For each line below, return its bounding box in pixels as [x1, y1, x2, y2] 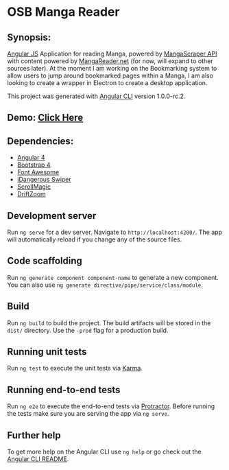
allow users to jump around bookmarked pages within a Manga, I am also [7, 71, 214, 80]
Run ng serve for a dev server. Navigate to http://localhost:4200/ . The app [7, 228, 223, 237]
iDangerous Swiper [16, 176, 72, 184]
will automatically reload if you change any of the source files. [7, 235, 182, 244]
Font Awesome [16, 168, 60, 176]
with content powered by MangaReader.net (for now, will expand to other [7, 57, 214, 65]
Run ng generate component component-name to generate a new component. [7, 273, 219, 281]
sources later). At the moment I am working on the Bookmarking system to [7, 64, 217, 72]
